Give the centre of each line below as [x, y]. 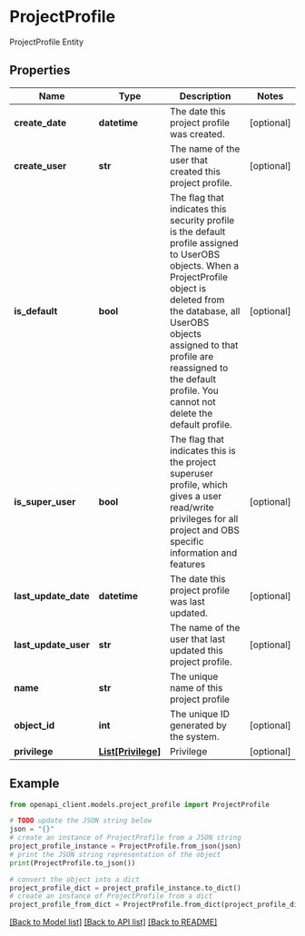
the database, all [205, 310]
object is [188, 288]
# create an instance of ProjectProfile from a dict [111, 896]
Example [34, 784]
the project [192, 462]
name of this [196, 687]
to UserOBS [195, 254]
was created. [197, 133]
